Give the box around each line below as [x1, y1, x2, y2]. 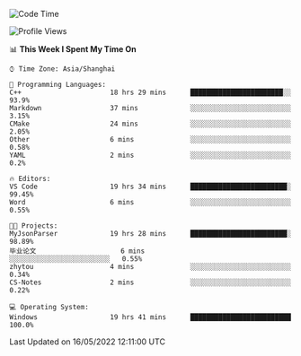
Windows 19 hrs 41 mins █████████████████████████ [9, 313, 292, 322]
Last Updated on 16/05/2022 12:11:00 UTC [9, 336, 166, 347]
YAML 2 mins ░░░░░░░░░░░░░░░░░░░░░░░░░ [9, 151, 292, 160]
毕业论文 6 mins [9, 247, 146, 256]
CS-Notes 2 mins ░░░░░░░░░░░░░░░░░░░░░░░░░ [9, 278, 292, 287]
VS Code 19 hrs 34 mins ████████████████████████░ [9, 182, 292, 191]
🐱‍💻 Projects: [9, 221, 58, 230]
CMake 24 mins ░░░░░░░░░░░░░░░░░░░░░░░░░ [9, 119, 292, 128]
